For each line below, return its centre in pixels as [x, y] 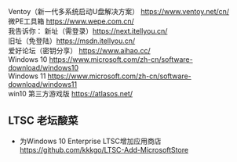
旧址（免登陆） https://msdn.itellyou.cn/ [72, 41]
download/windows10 [44, 68]
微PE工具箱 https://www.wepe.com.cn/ [71, 21]
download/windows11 [42, 84]
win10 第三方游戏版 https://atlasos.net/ [71, 94]
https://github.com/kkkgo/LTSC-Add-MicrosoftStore [104, 149]
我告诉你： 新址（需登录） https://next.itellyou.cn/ [88, 31]
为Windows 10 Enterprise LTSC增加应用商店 [90, 141]
